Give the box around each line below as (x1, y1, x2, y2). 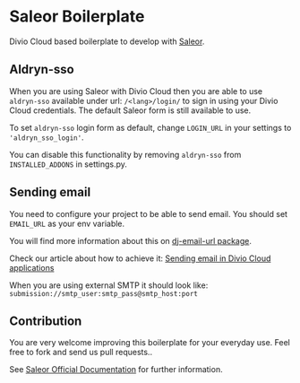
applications (9, 262, 55, 273)
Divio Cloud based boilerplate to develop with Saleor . (9, 36, 205, 47)
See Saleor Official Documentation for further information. (9, 364, 223, 375)
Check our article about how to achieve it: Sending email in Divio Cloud (9, 253, 271, 264)
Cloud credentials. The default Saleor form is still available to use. (9, 105, 252, 116)
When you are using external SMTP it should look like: (9, 280, 209, 291)
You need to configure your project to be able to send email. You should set (9, 208, 288, 219)
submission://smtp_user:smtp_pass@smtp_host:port (9, 289, 199, 298)
